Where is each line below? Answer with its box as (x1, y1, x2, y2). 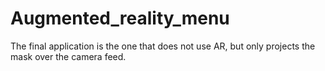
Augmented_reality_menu (10, 7, 230, 30)
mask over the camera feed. (10, 50, 127, 62)
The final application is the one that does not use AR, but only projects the (10, 40, 316, 52)
